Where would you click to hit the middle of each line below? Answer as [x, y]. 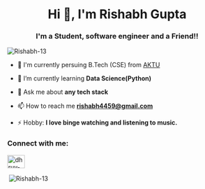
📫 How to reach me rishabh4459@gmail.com [85, 106]
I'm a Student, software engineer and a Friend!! [117, 36]
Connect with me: [38, 143]
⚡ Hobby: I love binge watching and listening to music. [97, 122]
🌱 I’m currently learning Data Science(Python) [84, 78]
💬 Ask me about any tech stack [63, 92]
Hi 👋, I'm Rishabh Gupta [117, 14]
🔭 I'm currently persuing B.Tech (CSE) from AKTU [89, 65]
